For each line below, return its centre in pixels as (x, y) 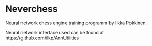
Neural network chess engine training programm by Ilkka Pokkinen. (76, 23)
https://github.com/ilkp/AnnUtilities (42, 38)
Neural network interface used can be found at (55, 32)
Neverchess (31, 9)
